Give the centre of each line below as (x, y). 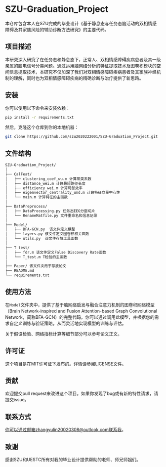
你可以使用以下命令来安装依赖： (38, 108)
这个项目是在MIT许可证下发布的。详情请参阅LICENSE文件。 (66, 364)
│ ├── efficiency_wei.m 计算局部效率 (44, 188)
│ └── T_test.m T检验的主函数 (36, 257)
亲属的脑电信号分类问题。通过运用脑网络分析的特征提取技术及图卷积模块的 (81, 66)
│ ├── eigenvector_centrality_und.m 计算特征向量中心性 (62, 193)
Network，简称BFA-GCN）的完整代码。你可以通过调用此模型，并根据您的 (80, 317)
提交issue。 (17, 400)
